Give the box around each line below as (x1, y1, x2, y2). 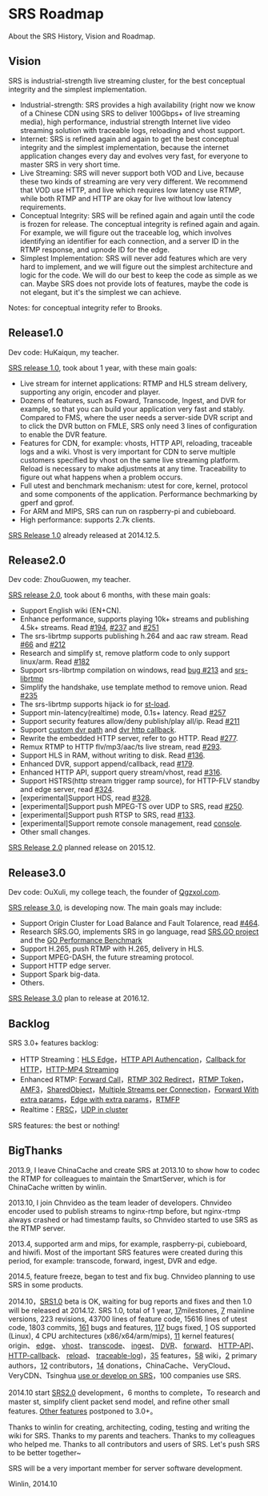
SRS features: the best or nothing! (8, 1121, 120, 1130)
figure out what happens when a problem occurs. (19, 472, 183, 482)
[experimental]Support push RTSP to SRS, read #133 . (19, 811, 196, 820)
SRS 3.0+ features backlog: (8, 1038, 98, 1047)
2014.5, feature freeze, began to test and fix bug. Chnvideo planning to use (8, 1272, 256, 1281)
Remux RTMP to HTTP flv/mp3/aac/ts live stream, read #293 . (19, 742, 222, 752)
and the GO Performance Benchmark (19, 936, 142, 945)
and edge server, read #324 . (19, 785, 114, 794)
